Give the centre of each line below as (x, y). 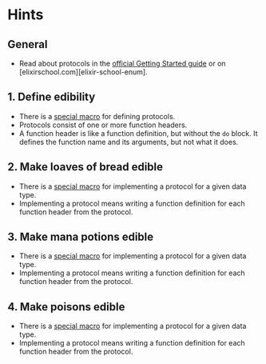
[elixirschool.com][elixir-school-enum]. (83, 72)
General (28, 44)
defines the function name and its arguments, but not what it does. (129, 142)
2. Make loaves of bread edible (85, 167)
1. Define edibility (52, 97)
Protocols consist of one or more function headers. (103, 125)
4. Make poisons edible (66, 307)
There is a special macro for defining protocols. (97, 116)
